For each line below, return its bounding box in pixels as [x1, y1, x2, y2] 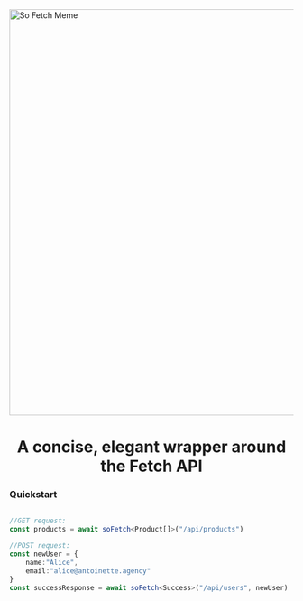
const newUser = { [9, 550, 78, 559]
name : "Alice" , [25, 558, 78, 567]
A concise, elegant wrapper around [16, 437, 287, 458]
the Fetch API [100, 456, 203, 476]
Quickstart [9, 488, 58, 501]
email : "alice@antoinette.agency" [25, 566, 151, 576]
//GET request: [9, 516, 67, 526]
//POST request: [9, 541, 70, 550]
